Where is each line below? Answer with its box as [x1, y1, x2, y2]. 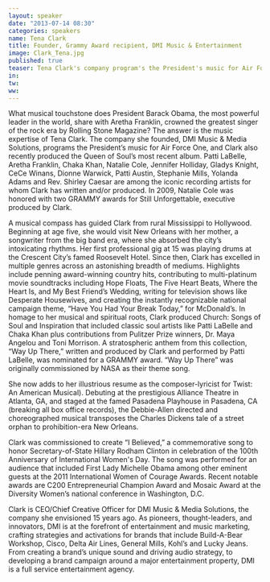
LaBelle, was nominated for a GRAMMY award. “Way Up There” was [8, 355, 234, 365]
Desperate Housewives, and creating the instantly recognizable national [8, 295, 247, 305]
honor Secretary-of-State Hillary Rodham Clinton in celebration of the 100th [8, 446, 259, 456]
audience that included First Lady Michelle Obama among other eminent [8, 464, 247, 473]
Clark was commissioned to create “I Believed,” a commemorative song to [8, 438, 253, 448]
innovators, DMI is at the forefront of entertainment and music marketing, [8, 522, 251, 531]
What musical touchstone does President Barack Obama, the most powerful [8, 109, 260, 118]
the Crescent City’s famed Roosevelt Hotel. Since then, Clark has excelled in [8, 253, 260, 262]
